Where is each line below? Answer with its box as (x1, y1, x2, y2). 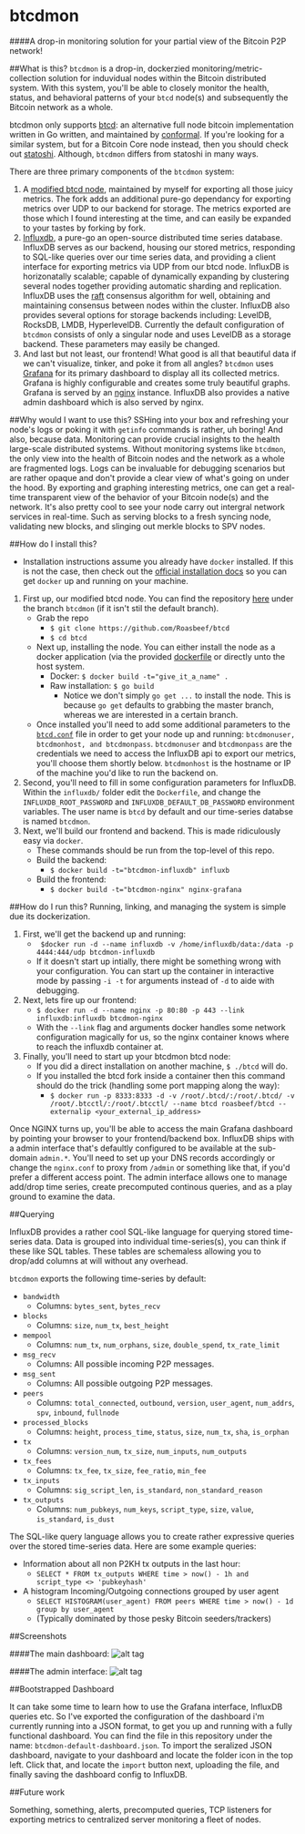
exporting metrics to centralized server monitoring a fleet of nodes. (9, 1814, 262, 1825)
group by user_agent (36, 1604, 115, 1614)
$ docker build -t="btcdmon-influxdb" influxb (49, 866, 230, 875)
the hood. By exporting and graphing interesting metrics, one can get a (9, 482, 276, 493)
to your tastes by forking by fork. (22, 222, 146, 233)
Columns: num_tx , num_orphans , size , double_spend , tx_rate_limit (36, 1338, 280, 1349)
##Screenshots (9, 1630, 67, 1641)
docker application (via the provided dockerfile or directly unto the (36, 651, 286, 661)
